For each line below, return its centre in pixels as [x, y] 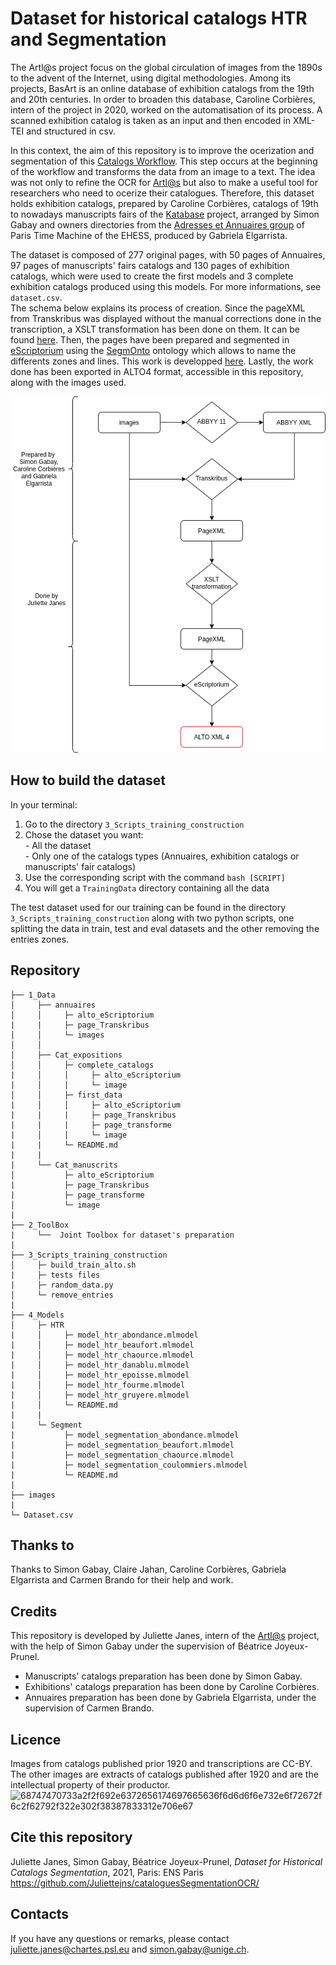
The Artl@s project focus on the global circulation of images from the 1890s [166, 67]
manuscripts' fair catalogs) [80, 866]
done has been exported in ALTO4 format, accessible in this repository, [157, 371]
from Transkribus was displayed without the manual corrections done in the [166, 318]
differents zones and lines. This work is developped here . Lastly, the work [162, 361]
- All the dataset [58, 845]
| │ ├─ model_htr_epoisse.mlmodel [100, 1375]
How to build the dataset [88, 780]
